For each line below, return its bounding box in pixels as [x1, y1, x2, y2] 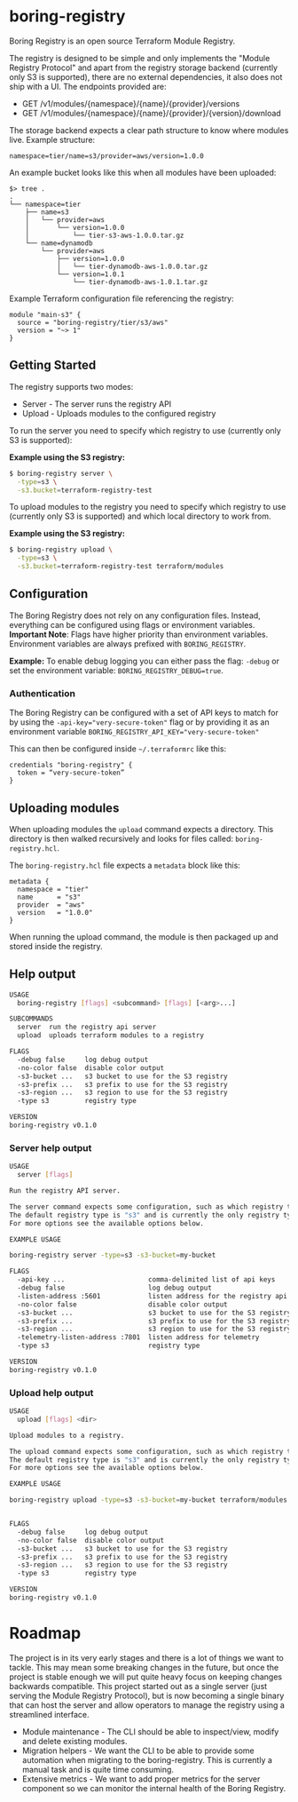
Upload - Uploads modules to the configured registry [21, 408, 216, 418]
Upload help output [9, 1386, 94, 1399]
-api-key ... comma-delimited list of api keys [17, 1275, 276, 1284]
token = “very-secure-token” [17, 768, 125, 778]
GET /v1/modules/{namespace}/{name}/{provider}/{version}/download [21, 107, 281, 118]
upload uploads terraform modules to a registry [17, 1031, 204, 1040]
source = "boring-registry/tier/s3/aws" [17, 318, 169, 327]
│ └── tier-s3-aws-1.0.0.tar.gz [25, 231, 184, 240]
